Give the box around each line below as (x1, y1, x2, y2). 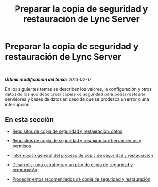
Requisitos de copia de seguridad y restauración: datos (12, 128, 123, 134)
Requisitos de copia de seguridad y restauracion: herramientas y (12, 138, 142, 143)
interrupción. (5, 101, 31, 107)
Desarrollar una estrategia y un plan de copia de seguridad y (12, 161, 133, 168)
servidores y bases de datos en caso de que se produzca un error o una (5, 96, 149, 102)
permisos (12, 143, 31, 149)
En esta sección (5, 115, 54, 124)
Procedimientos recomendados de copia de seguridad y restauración (12, 176, 151, 182)
